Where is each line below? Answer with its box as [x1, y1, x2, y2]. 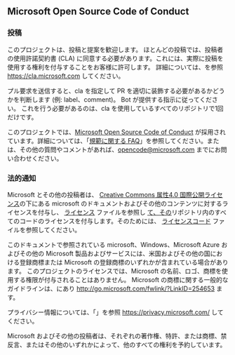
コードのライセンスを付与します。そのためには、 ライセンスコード [19, 217, 211, 225]
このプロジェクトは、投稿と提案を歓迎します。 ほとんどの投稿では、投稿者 [7, 45, 224, 53]
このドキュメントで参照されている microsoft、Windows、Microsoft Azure [7, 240, 220, 248]
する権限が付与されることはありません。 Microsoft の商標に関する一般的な [13, 275, 229, 283]
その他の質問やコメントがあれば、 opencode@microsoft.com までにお [19, 145, 221, 154]
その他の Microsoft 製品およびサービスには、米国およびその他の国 [19, 249, 210, 257]
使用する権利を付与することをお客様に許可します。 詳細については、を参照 [7, 62, 223, 71]
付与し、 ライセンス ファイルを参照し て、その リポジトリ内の [37, 208, 215, 216]
